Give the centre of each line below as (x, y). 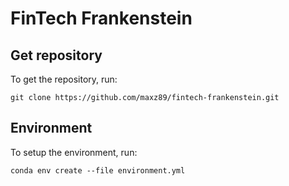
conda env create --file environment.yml (98, 170)
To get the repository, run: (64, 79)
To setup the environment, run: (74, 152)
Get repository (56, 55)
